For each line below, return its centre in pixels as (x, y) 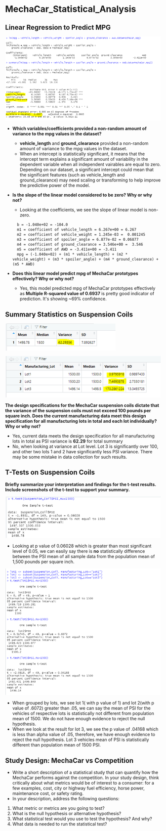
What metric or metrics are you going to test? (58, 808)
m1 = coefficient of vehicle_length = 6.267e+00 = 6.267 (77, 230)
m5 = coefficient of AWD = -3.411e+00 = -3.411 (67, 250)
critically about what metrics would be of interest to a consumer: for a (83, 783)
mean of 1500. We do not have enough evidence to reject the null (79, 719)
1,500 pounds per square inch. (43, 562)
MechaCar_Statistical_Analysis (71, 9)
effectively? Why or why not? (43, 279)
